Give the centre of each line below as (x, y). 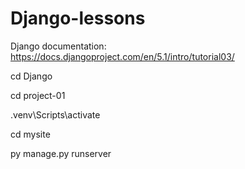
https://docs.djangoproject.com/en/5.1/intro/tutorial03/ (122, 56)
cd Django (31, 76)
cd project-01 (38, 95)
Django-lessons (78, 18)
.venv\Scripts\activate (55, 114)
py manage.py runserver (61, 153)
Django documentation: (58, 46)
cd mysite (30, 134)
